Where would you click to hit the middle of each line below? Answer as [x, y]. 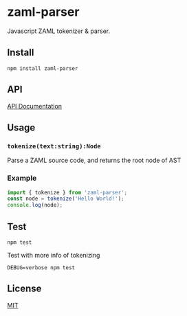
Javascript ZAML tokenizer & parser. [59, 31]
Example [22, 178]
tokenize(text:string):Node [54, 146]
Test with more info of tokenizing [54, 255]
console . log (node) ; [35, 205]
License [24, 289]
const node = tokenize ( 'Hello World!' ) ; [66, 199]
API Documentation [34, 106]
